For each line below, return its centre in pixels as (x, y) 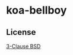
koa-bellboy (36, 10)
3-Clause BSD (23, 46)
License (21, 32)
